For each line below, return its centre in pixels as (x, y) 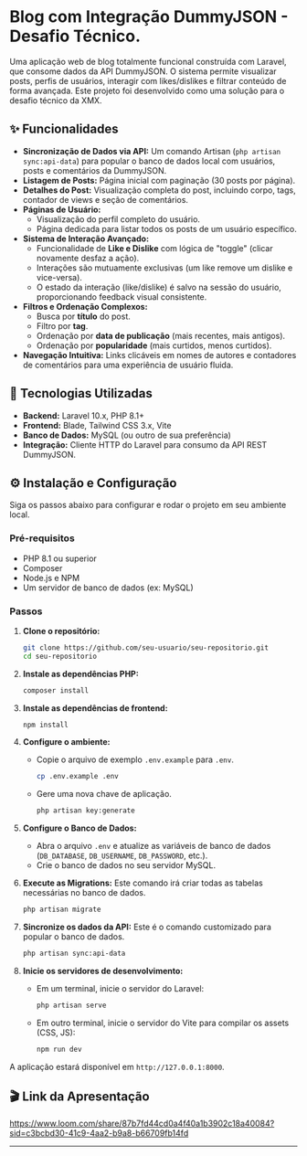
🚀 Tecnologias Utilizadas (81, 393)
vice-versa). (59, 277)
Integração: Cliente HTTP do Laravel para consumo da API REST (145, 444)
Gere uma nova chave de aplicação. (104, 794)
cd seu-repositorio (60, 656)
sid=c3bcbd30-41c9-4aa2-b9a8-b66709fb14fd (99, 1133)
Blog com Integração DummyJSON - (149, 17)
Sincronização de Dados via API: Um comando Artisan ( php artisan (152, 151)
